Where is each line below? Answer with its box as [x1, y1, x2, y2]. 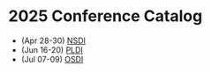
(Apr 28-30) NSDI [20, 35, 86, 46]
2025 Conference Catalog [8, 6, 203, 26]
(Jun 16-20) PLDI [20, 44, 83, 55]
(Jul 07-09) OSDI [20, 54, 84, 64]
